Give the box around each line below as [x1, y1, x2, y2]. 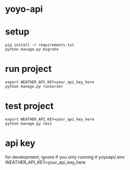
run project [5, 63, 52, 75]
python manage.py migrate [5, 47, 59, 52]
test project [5, 101, 54, 112]
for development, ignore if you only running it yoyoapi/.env [5, 154, 125, 160]
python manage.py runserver [5, 84, 64, 89]
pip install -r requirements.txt [5, 43, 74, 48]
